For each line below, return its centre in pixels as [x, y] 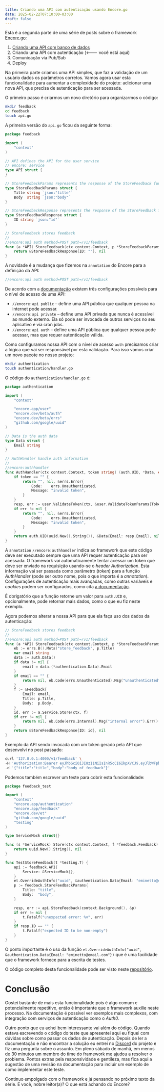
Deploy [19, 63]
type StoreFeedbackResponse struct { [43, 215]
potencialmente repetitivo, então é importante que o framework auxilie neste [82, 1008]
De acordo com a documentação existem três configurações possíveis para [81, 289]
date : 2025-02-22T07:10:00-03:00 [39, 14]
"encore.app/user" [32, 409]
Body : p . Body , [38, 703]
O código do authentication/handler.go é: [48, 378]
